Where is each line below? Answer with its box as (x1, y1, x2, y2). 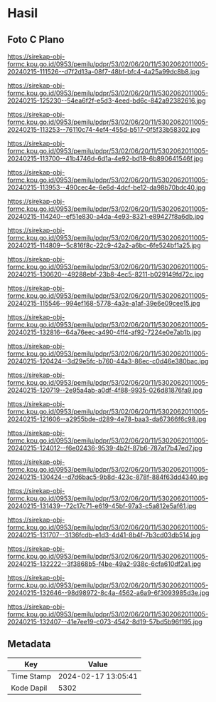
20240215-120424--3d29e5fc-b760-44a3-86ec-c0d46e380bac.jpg (7, 357, 209, 365)
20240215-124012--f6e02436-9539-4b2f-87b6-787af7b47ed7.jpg (7, 444, 202, 452)
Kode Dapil (11, 683, 48, 693)
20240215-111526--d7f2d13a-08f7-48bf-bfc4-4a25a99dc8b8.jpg (7, 68, 200, 76)
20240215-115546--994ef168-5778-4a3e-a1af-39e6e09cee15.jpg (7, 299, 200, 307)
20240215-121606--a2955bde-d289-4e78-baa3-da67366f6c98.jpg (7, 415, 207, 423)
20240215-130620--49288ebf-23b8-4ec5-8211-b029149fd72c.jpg (7, 270, 204, 279)
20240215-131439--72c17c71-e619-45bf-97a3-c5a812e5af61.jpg (7, 502, 197, 510)
